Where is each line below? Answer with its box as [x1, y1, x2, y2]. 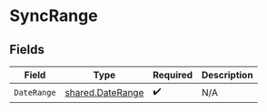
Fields [9, 42, 45, 57]
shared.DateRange [64, 86, 144, 98]
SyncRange [9, 5, 98, 26]
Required [153, 69, 193, 81]
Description [201, 69, 253, 81]
